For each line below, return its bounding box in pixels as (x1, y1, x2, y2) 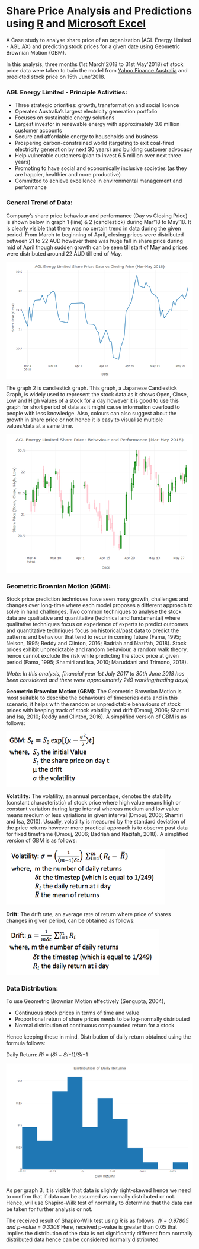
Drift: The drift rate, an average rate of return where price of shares (6, 911, 171, 918)
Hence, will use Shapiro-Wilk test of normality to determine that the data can (6, 1199, 193, 1206)
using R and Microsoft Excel (6, 17, 146, 30)
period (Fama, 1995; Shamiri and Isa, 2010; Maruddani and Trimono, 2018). (6, 658, 188, 666)
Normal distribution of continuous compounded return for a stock (14, 1022, 175, 1029)
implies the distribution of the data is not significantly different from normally (6, 1229, 193, 1237)
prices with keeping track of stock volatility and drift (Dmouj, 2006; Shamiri (6, 707, 190, 714)
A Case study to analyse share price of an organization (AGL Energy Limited (6, 36, 191, 43)
